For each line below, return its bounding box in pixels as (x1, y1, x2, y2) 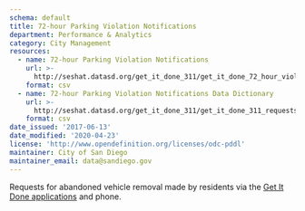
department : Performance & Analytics (9, 30, 152, 39)
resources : (9, 47, 51, 56)
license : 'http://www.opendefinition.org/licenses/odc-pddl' (9, 139, 246, 149)
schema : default (9, 13, 71, 23)
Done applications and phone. (9, 191, 122, 202)
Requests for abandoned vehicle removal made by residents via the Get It (9, 181, 284, 192)
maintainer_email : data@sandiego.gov (9, 156, 152, 166)
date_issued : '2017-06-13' (9, 123, 112, 132)
